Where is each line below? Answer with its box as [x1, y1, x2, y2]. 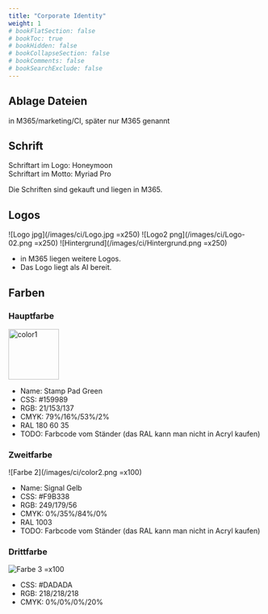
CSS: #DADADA [19, 580, 73, 590]
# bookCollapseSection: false [8, 49, 111, 57]
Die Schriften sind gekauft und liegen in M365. [8, 185, 163, 195]
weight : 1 [8, 19, 42, 27]
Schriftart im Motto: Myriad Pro [8, 169, 111, 179]
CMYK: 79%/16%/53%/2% [19, 411, 111, 421]
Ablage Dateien [8, 95, 88, 108]
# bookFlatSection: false [8, 27, 95, 35]
